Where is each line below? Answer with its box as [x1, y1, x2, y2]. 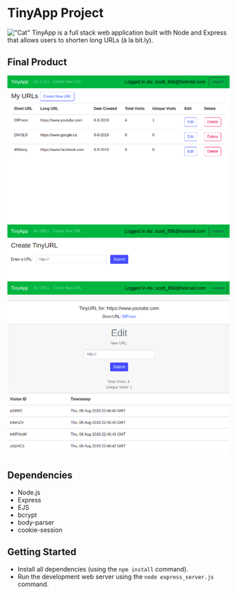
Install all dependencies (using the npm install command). [17, 564, 189, 573]
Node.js [17, 488, 41, 497]
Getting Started [7, 546, 77, 558]
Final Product [7, 56, 67, 68]
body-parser [17, 518, 54, 526]
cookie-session [17, 526, 63, 534]
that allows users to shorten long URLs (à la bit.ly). [7, 35, 154, 44]
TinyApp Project [7, 5, 104, 21]
